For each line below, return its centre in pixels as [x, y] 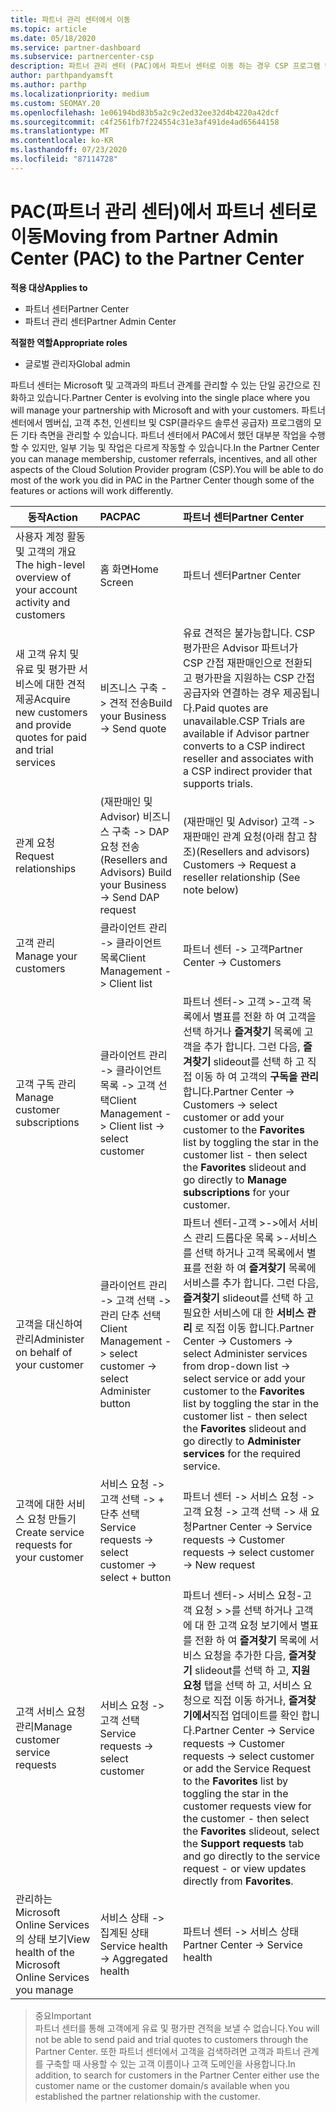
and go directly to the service [251, 1856]
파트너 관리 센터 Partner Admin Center [100, 321]
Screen [116, 582]
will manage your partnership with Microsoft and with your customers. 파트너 [168, 410]
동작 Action [52, 517]
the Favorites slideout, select [251, 1831]
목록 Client [123, 958]
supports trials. [218, 783]
